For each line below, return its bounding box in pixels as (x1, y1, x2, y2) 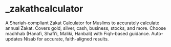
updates (5, 36, 23, 42)
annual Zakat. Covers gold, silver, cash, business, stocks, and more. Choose (5, 25, 166, 31)
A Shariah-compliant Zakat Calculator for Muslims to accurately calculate (5, 20, 160, 26)
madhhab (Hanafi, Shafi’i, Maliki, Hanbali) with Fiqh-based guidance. (5, 30, 151, 36)
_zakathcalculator (5, 3, 83, 15)
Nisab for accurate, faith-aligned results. (24, 36, 109, 42)
